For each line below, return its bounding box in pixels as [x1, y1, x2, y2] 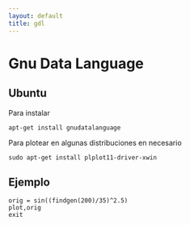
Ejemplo [8, 175, 50, 189]
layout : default [8, 11, 63, 20]
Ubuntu [8, 87, 47, 100]
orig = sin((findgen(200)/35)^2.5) [8, 197, 129, 205]
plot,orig [8, 204, 42, 212]
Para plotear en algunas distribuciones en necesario [8, 138, 182, 147]
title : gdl [8, 19, 45, 28]
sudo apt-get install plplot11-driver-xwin [8, 153, 158, 162]
